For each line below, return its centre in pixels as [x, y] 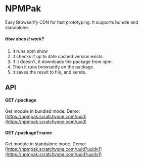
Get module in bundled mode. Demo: [43, 111]
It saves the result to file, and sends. [49, 72]
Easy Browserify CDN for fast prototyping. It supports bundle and [72, 22]
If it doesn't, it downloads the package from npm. [62, 62]
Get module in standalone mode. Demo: [46, 144]
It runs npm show [30, 51]
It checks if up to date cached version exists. [58, 56]
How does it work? [25, 39]
